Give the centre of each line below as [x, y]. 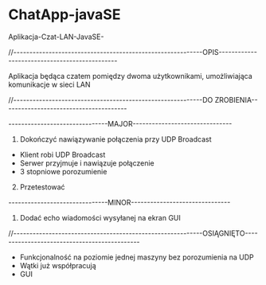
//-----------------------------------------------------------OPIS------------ [133, 52]
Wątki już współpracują [58, 265]
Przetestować [42, 187]
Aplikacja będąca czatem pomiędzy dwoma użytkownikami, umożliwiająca [130, 76]
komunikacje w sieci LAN [49, 84]
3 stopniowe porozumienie [63, 171]
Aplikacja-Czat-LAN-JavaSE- [56, 37]
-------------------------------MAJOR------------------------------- [120, 123]
